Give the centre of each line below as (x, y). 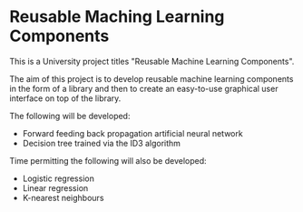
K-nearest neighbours (63, 197)
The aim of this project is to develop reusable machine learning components (151, 78)
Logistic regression (59, 178)
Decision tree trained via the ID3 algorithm (102, 143)
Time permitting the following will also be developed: (108, 160)
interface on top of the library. (65, 98)
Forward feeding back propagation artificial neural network (132, 133)
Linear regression (55, 187)
